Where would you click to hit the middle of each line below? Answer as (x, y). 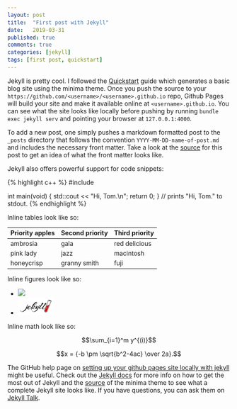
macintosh (129, 253)
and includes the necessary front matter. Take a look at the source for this (115, 147)
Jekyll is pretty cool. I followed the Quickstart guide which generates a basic (118, 81)
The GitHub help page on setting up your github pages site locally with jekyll (118, 368)
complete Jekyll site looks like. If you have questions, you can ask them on (116, 391)
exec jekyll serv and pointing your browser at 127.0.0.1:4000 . (100, 118)
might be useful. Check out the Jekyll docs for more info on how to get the (116, 375)
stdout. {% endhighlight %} (47, 203)
